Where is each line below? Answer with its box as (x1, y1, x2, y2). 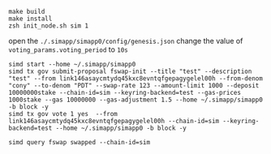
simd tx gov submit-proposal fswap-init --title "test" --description (8, 67, 252, 75)
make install (8, 15, 53, 23)
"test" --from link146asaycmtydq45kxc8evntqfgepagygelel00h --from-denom (8, 75, 264, 83)
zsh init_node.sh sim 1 (8, 22, 89, 30)
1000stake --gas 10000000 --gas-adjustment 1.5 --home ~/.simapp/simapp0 (8, 96, 264, 104)
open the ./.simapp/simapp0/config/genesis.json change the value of (8, 36, 243, 45)
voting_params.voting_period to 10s (8, 45, 128, 54)
